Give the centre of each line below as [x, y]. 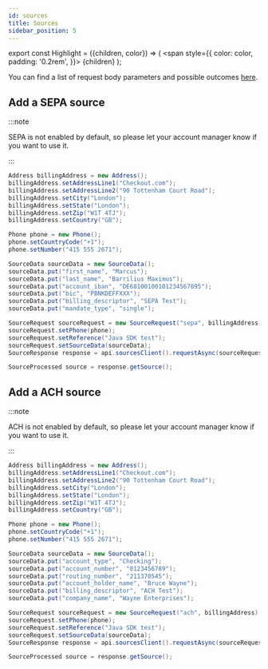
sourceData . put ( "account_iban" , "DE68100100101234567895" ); [110, 286]
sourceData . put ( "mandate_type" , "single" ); [82, 309]
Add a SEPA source [57, 102]
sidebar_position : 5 [43, 30]
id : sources [28, 16]
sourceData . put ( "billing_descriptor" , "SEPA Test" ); [98, 301]
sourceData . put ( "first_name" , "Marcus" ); [78, 271]
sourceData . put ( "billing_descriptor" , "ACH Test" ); [96, 591]
